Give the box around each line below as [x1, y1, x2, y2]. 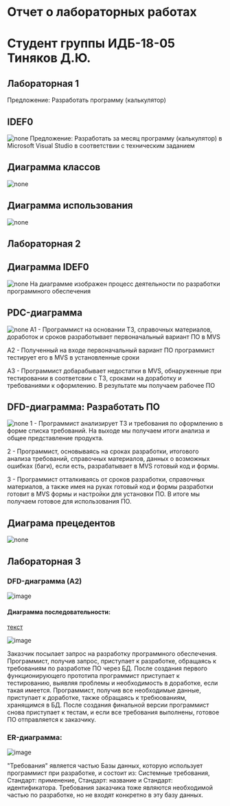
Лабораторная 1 [7, 77, 79, 90]
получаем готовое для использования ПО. [7, 497, 132, 506]
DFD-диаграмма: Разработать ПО [7, 401, 160, 413]
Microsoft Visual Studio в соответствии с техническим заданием [7, 142, 196, 149]
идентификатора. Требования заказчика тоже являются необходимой [7, 783, 214, 792]
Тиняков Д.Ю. [7, 50, 91, 66]
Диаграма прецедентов [7, 517, 115, 529]
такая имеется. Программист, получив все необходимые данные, [7, 686, 201, 694]
